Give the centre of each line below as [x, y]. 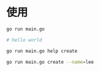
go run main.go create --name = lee [50, 62]
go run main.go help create [42, 51]
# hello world [24, 40]
